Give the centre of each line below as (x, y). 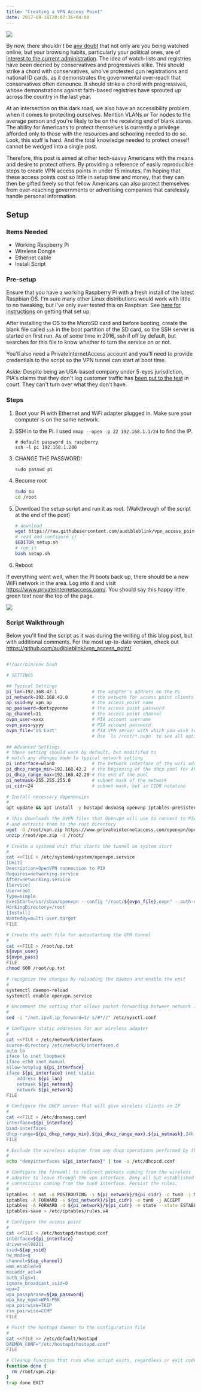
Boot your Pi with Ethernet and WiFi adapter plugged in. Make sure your (103, 413)
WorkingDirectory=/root (36, 908)
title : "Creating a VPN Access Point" (54, 12)
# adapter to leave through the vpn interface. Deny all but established (100, 1178)
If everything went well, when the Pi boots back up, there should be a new (98, 577)
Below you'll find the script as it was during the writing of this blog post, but (99, 636)
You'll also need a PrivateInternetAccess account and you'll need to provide (100, 354)
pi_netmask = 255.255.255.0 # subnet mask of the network (87, 780)
